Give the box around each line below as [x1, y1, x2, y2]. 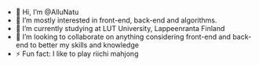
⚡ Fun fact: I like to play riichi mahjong [15, 49, 139, 58]
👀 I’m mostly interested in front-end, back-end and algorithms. [15, 16, 217, 25]
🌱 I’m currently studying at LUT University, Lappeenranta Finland [15, 24, 225, 33]
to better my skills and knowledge [30, 40, 140, 50]
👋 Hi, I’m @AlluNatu [15, 8, 79, 16]
